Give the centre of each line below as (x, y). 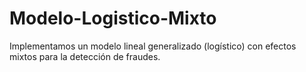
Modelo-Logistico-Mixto (113, 18)
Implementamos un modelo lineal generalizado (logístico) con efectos (153, 46)
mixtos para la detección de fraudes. (85, 56)
